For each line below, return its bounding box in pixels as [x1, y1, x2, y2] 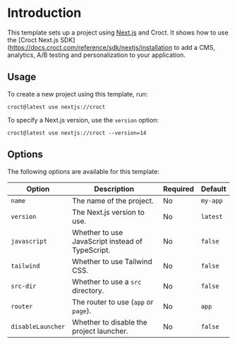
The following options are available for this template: [7, 167, 160, 175]
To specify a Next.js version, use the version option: [7, 115, 159, 124]
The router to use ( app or [71, 297, 154, 307]
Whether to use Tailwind [71, 256, 153, 266]
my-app [200, 196, 224, 205]
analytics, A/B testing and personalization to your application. [7, 51, 186, 59]
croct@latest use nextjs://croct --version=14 [7, 129, 147, 137]
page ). [71, 306, 92, 315]
